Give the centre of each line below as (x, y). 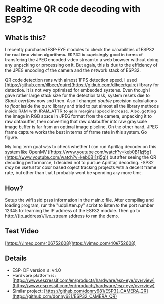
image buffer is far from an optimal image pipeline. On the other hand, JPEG (82, 127)
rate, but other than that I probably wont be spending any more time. (74, 173)
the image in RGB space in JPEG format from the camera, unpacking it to (79, 116)
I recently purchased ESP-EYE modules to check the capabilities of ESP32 (80, 49)
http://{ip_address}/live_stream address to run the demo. (62, 216)
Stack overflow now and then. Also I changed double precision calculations (81, 101)
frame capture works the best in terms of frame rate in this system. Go (76, 132)
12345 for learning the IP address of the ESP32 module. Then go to (73, 210)
